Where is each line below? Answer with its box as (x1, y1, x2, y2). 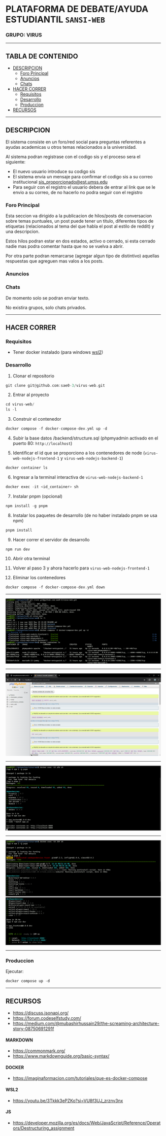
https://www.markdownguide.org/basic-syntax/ (12, 1053, 110, 1059)
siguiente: (5, 159, 26, 165)
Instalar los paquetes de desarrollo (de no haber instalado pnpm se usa (12, 512, 158, 518)
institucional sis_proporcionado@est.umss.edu (12, 179, 108, 185)
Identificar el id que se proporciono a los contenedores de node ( (12, 450, 145, 456)
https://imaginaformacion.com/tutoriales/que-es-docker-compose (12, 1075, 148, 1081)
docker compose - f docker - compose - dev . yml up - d (5, 426, 107, 432)
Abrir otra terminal (12, 556, 50, 562)
